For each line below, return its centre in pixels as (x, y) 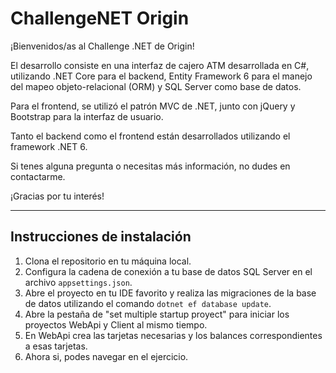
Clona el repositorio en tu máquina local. (108, 261)
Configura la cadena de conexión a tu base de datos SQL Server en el (168, 271)
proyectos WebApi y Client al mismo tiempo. (116, 324)
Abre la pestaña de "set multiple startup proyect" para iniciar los (157, 314)
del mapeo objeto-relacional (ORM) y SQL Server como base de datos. (156, 86)
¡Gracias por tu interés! (57, 196)
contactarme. (38, 176)
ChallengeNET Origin (100, 18)
